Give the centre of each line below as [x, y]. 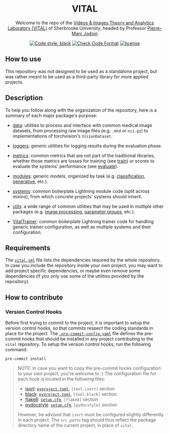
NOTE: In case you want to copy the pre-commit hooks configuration [89, 368]
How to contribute [34, 297]
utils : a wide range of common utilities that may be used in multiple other [88, 206]
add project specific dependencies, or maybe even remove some [73, 271]
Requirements [28, 248]
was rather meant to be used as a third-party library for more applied [77, 77]
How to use [23, 59]
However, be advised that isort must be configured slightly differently [91, 415]
